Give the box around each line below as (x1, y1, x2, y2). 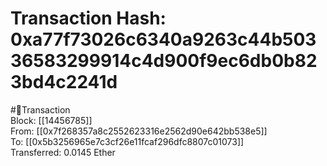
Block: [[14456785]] (10, 114, 93, 126)
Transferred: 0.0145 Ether (10, 146, 116, 158)
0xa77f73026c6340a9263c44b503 (10, 28, 317, 51)
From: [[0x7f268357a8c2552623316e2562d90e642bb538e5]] (10, 125, 268, 137)
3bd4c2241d (10, 71, 118, 94)
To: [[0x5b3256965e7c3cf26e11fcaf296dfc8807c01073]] (10, 135, 245, 147)
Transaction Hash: (10, 7, 167, 30)
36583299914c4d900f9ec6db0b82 (10, 50, 318, 72)
